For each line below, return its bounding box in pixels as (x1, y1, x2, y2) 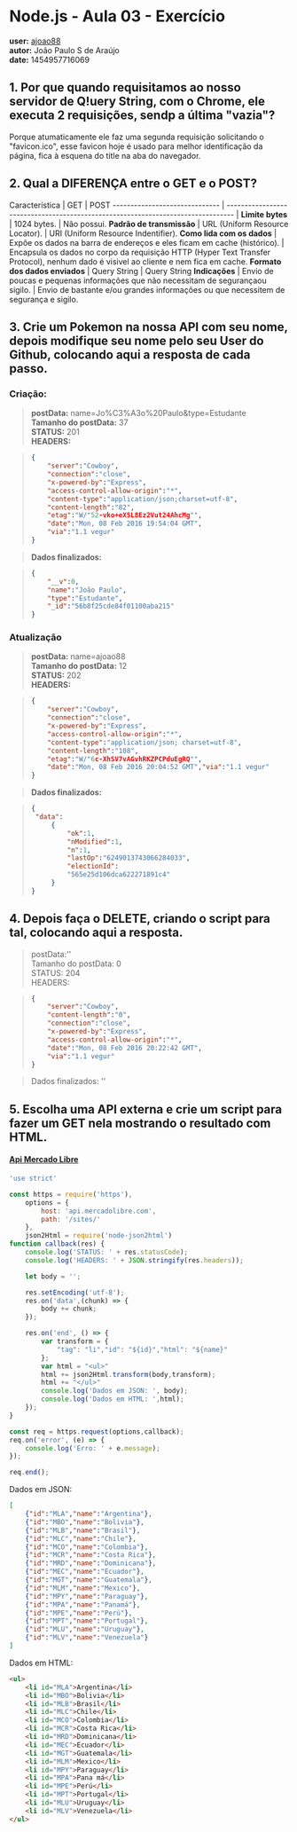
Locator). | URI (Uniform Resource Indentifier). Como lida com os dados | (9, 228, 277, 239)
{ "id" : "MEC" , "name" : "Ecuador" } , (25, 1568, 145, 1576)
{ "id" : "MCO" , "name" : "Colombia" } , (25, 1542, 149, 1552)
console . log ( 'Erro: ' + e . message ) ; (25, 1443, 161, 1452)
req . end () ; (9, 1468, 50, 1477)
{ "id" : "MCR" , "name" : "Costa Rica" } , (25, 1551, 157, 1560)
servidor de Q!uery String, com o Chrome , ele (9, 94, 266, 109)
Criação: (9, 388, 47, 400)
